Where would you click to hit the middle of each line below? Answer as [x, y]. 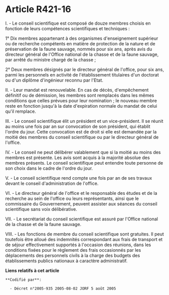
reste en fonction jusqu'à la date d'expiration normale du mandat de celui [81, 106]
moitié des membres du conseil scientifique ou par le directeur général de [82, 137]
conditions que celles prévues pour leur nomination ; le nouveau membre [81, 100]
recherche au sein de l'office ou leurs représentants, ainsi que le [72, 198]
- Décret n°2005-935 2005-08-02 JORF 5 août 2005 [63, 288]
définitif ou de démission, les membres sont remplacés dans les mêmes [80, 95]
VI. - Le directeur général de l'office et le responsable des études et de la [81, 193]
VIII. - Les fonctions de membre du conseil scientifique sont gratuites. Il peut [84, 234]
